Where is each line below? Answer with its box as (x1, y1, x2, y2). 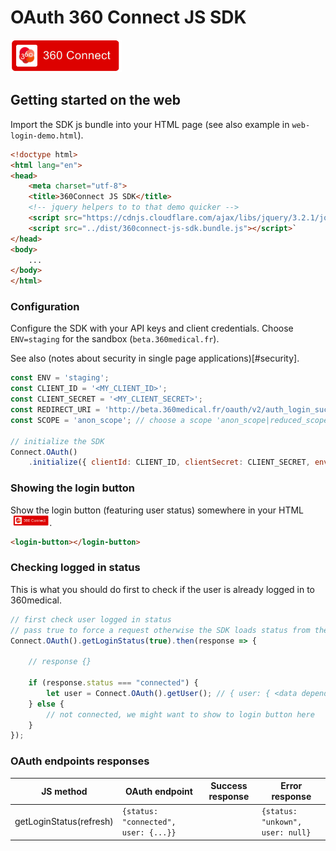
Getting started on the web (10, 92, 181, 109)
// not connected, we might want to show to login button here (46, 709, 315, 720)
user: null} (261, 828, 312, 838)
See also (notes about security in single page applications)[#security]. (10, 352, 300, 365)
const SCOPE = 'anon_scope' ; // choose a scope (10, 415, 213, 425)
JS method (41, 785, 88, 797)
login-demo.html (10, 131, 78, 141)
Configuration (10, 300, 80, 314)
